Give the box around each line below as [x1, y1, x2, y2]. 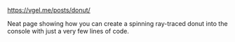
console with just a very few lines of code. [7, 27, 130, 35]
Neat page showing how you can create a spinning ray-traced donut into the [7, 20, 228, 27]
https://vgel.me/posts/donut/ [7, 6, 91, 14]
